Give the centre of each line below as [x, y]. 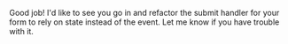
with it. [21, 31]
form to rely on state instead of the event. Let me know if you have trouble [144, 22]
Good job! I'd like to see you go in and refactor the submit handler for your [144, 13]
